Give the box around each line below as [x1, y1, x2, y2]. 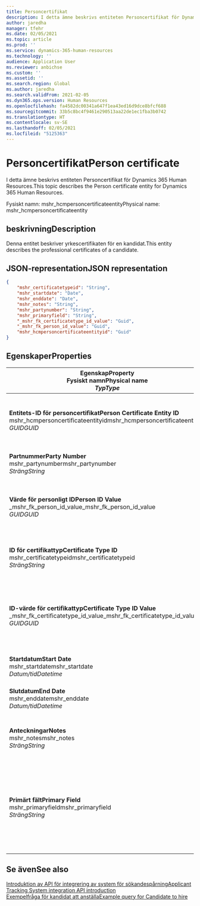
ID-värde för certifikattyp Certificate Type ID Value [9, 604, 157, 612]
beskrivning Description [6, 224, 96, 234]
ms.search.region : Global [6, 81, 70, 87]
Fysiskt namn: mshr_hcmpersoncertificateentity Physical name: [6, 200, 160, 208]
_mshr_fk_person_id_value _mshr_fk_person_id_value [9, 502, 156, 511]
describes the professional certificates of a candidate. [6, 246, 139, 253]
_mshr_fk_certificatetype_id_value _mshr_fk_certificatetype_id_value [9, 611, 198, 620]
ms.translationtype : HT [6, 114, 65, 120]
